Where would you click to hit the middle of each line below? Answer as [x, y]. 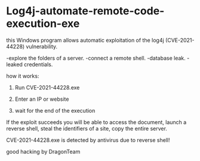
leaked [14, 64]
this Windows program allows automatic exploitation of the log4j [85, 40]
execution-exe [43, 24]
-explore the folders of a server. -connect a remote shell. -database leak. [96, 58]
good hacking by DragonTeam [43, 151]
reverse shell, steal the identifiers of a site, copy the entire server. [87, 128]
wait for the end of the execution [55, 110]
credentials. [38, 64]
